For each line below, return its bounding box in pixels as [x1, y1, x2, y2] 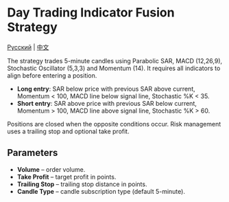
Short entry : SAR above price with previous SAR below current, [16, 99, 197, 107]
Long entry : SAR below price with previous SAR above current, [16, 85, 195, 93]
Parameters [7, 147, 58, 159]
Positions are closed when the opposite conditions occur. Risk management [7, 120, 221, 128]
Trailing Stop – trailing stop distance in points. [16, 180, 147, 188]
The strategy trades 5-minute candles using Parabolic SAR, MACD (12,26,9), [7, 56, 223, 65]
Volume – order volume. [16, 165, 86, 173]
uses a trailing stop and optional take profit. [7, 127, 130, 135]
